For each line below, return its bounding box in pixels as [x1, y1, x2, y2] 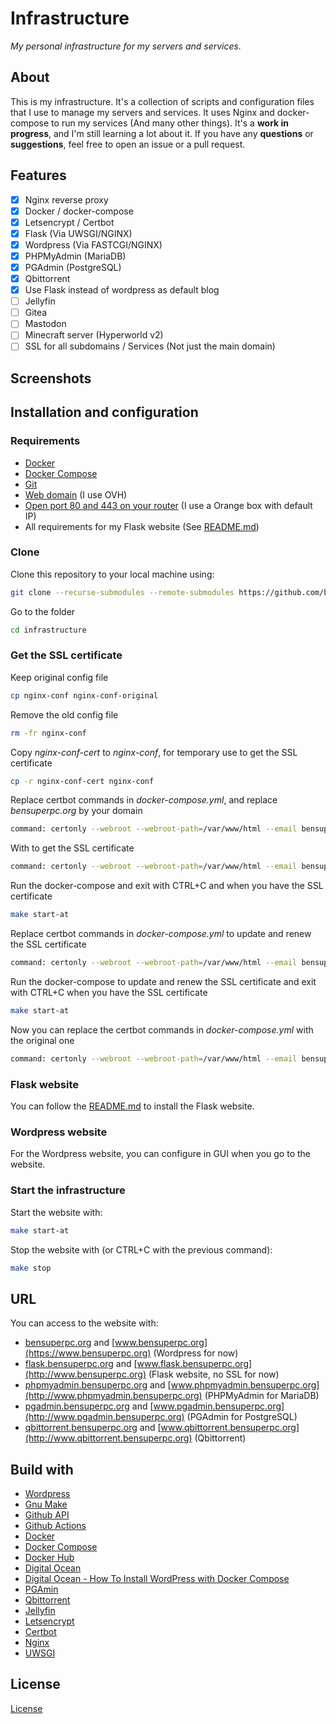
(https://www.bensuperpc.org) [24, 1347, 152, 1359]
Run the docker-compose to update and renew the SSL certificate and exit [10, 975, 317, 987]
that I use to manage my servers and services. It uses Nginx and [10, 106, 275, 118]
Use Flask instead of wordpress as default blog [24, 284, 220, 296]
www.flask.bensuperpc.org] [136, 1358, 253, 1370]
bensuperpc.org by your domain [10, 805, 143, 817]
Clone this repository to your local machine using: [10, 568, 215, 580]
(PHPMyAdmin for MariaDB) [204, 1390, 320, 1402]
